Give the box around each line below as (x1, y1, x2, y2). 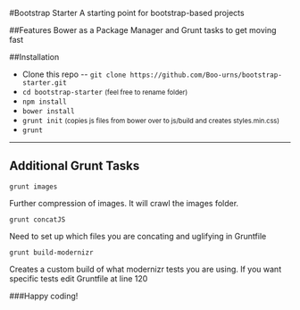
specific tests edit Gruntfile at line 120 (9, 272, 148, 284)
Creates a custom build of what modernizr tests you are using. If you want (9, 264, 282, 274)
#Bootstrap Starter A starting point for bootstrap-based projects (9, 8, 245, 18)
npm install (21, 97, 67, 106)
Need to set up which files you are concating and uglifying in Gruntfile (9, 230, 267, 241)
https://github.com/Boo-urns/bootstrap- (129, 71, 283, 80)
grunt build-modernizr (9, 247, 94, 257)
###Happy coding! (9, 290, 79, 301)
